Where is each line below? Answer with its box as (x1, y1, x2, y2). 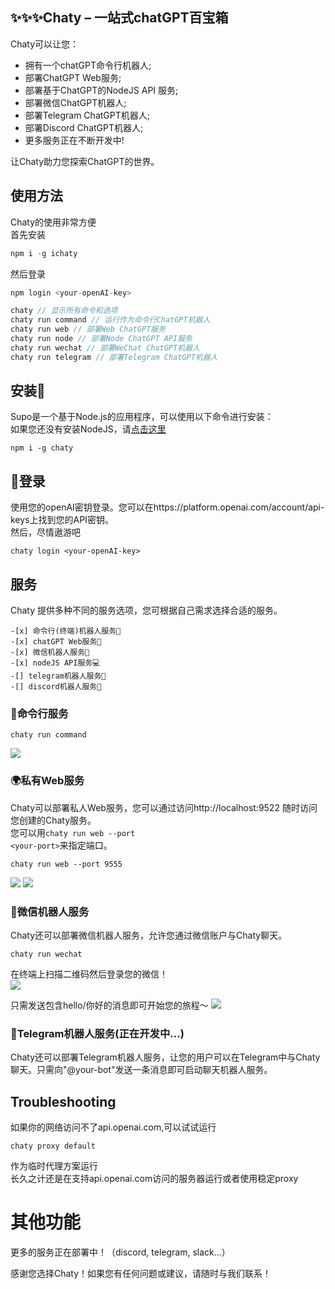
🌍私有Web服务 (10, 774, 85, 788)
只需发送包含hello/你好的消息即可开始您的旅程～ (10, 999, 209, 1011)
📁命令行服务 (10, 706, 69, 720)
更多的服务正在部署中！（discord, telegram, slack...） (10, 1246, 231, 1258)
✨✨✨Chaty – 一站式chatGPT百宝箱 (10, 9, 229, 27)
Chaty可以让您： (10, 38, 80, 50)
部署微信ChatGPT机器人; (24, 96, 127, 108)
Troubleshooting (10, 1093, 117, 1110)
